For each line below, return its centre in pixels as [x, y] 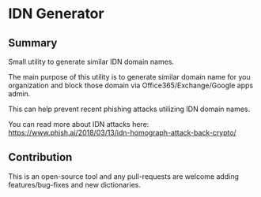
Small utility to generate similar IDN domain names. [91, 61]
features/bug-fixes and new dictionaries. [74, 184]
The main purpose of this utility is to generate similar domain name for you [129, 77]
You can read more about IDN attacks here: [79, 124]
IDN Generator [56, 14]
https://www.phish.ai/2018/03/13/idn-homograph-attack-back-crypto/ [123, 132]
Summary [33, 43]
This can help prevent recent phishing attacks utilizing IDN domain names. [129, 109]
